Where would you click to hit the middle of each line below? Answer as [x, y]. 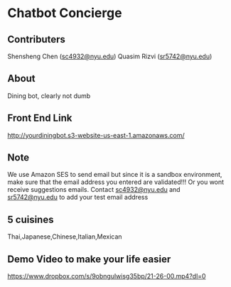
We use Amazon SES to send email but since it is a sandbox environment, [115, 175]
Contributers [37, 39]
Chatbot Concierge [65, 13]
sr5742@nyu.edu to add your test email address [78, 197]
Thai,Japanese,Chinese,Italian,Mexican [65, 237]
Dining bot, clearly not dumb [49, 96]
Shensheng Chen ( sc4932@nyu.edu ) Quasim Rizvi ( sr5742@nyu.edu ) [110, 56]
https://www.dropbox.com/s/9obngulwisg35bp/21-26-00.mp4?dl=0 [107, 276]
